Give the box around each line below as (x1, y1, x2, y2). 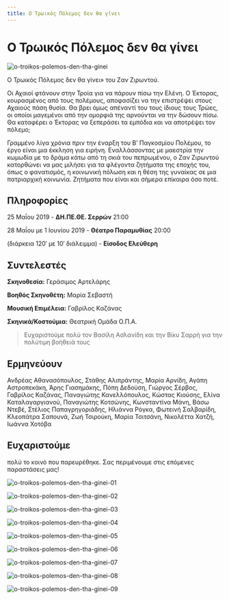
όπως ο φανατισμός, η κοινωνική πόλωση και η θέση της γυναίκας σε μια (7, 167, 217, 176)
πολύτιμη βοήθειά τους (23, 338, 90, 346)
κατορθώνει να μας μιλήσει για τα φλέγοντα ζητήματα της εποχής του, (7, 160, 211, 169)
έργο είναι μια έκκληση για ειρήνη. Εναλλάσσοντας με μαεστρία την (7, 145, 204, 154)
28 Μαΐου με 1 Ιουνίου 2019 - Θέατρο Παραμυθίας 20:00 (7, 226, 171, 235)
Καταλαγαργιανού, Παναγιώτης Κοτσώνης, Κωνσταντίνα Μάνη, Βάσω (7, 398, 210, 406)
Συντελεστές (7, 259, 66, 271)
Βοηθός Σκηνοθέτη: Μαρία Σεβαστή (7, 291, 113, 299)
